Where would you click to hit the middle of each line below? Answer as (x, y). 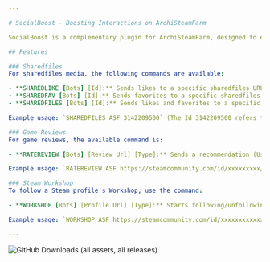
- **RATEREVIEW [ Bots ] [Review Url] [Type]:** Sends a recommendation (129, 154)
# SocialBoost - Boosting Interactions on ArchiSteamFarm (107, 23)
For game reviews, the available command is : (86, 140)
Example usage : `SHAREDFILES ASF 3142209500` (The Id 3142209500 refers (133, 117)
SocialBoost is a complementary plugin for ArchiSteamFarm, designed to (133, 37)
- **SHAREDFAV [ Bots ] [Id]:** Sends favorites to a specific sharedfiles (135, 96)
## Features (28, 52)
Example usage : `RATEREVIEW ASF (62, 169)
